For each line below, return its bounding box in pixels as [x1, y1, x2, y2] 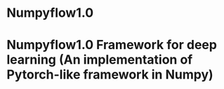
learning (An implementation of [6, 52, 193, 68]
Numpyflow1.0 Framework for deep [6, 37, 217, 53]
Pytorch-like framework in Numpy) [6, 67, 213, 83]
